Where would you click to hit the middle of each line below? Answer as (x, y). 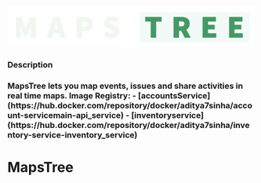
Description (30, 65)
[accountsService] (174, 96)
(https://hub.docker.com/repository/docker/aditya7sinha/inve (129, 126)
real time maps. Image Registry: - (72, 96)
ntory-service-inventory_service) (72, 135)
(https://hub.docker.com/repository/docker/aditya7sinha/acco (130, 106)
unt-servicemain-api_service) (66, 115)
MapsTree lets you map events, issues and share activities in (125, 86)
